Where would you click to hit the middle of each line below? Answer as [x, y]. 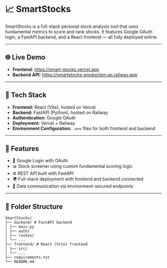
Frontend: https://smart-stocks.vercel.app [56, 69]
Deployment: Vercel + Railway [44, 123]
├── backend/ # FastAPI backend [39, 223]
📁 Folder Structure [34, 206]
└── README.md [20, 262]
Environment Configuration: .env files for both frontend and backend [84, 128]
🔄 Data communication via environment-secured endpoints [73, 186]
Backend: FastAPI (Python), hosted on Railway [60, 112]
